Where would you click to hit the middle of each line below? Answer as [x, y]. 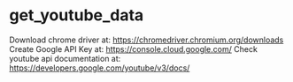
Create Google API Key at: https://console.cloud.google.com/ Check [134, 48]
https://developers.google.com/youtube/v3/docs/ [100, 68]
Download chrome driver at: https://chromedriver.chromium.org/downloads [146, 40]
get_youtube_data [77, 15]
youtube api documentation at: [65, 58]
